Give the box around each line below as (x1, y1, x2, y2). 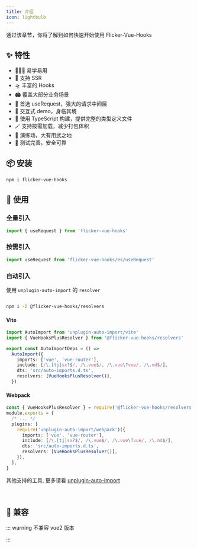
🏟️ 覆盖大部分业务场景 (14, 91, 69, 98)
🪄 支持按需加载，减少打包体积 (14, 123, 89, 130)
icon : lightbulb (6, 14, 46, 20)
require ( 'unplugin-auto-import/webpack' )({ (17, 427, 126, 432)
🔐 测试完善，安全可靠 (14, 139, 67, 146)
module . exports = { (6, 410, 54, 416)
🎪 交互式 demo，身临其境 (14, 108, 77, 115)
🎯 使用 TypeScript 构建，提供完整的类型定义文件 (14, 115, 133, 122)
